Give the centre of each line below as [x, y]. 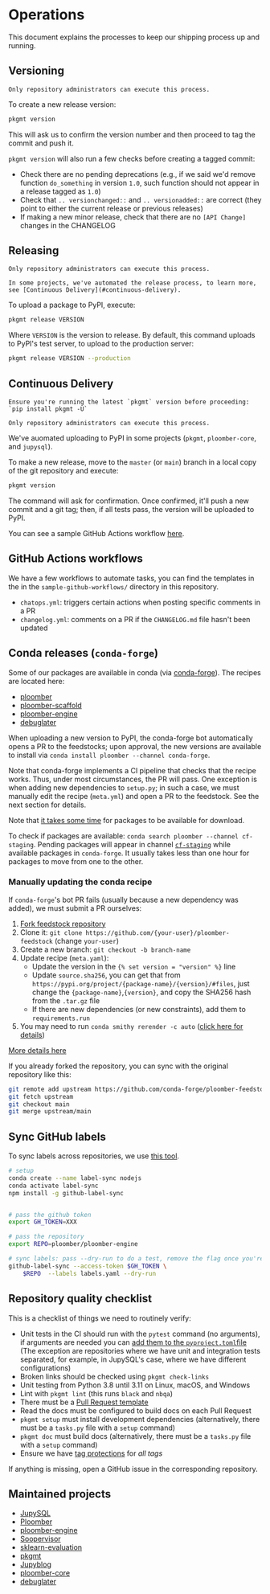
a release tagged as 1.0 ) [60, 191]
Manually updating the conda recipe [80, 882]
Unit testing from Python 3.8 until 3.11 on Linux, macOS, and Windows [135, 1385]
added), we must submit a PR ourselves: [75, 908]
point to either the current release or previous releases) [111, 208]
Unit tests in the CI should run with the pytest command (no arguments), [140, 1334]
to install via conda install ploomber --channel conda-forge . [109, 755]
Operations [47, 15]
